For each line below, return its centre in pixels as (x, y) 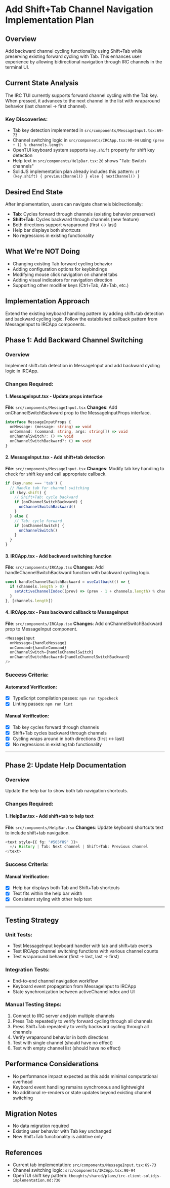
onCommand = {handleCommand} (38, 648)
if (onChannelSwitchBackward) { (48, 502)
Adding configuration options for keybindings (60, 269)
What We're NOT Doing (42, 251)
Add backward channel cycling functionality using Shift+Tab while (74, 51)
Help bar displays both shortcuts (47, 230)
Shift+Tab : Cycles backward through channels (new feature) (76, 219)
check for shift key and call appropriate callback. (56, 474)
